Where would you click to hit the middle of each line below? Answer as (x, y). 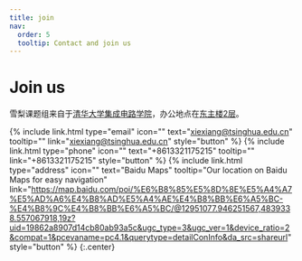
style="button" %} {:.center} (62, 247)
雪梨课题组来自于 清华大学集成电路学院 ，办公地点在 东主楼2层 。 (127, 114)
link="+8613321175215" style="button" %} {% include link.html (126, 161)
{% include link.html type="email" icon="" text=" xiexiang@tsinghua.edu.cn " (151, 132)
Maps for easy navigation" (58, 180)
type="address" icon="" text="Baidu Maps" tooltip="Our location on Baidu (148, 170)
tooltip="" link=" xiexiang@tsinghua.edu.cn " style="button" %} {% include (147, 142)
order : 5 (34, 34)
